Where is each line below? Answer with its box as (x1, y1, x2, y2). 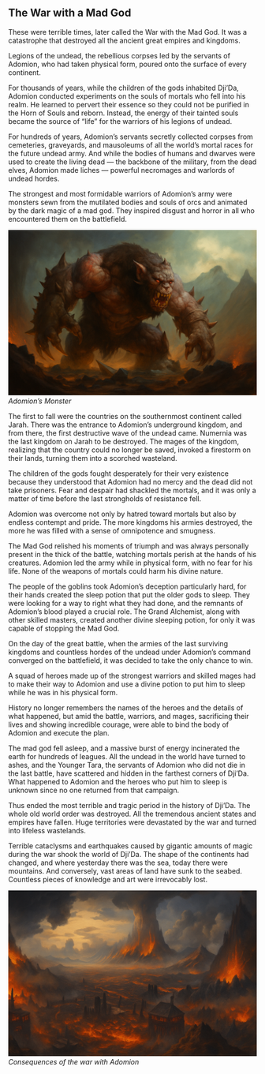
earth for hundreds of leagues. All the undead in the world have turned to (8, 752, 246, 762)
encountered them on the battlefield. (8, 214, 128, 223)
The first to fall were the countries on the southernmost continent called (8, 412, 242, 421)
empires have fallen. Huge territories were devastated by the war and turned (8, 818, 257, 827)
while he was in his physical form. (8, 688, 118, 698)
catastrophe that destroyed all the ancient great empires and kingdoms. (8, 36, 241, 45)
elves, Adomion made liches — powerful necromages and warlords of (8, 165, 235, 174)
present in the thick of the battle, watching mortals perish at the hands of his (8, 550, 257, 559)
